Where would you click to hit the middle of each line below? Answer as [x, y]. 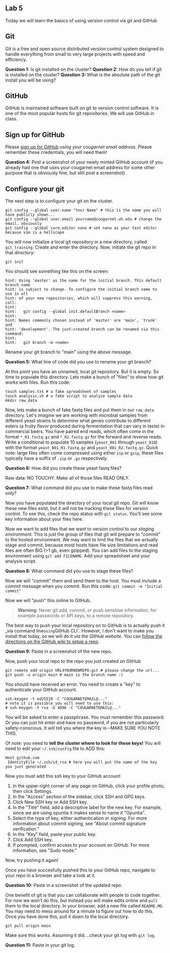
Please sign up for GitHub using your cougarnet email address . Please [79, 147]
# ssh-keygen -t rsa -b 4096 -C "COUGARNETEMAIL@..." [63, 708]
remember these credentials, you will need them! [56, 152]
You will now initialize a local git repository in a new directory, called [76, 242]
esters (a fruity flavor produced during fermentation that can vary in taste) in [85, 426]
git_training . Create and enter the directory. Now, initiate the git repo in [81, 247]
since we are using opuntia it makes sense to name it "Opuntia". [79, 813]
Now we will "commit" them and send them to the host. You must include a [83, 581]
